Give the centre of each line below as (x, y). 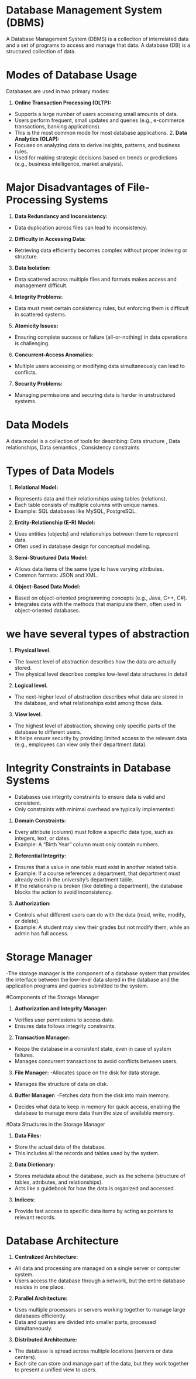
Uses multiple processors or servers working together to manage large (100, 1310)
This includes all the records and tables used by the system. (87, 1153)
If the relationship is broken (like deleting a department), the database (99, 886)
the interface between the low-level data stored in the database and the (92, 979)
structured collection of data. (41, 51)
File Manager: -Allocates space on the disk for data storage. (87, 1072)
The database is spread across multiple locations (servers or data (94, 1351)
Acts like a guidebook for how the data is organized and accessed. (95, 1188)
